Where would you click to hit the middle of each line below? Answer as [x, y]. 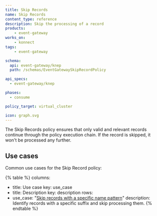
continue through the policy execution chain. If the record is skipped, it [78, 135]
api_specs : [16, 79]
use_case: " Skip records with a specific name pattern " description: [81, 198]
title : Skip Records [27, 10]
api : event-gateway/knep [35, 65]
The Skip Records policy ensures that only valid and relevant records [76, 129]
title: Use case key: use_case [42, 187]
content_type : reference [31, 19]
